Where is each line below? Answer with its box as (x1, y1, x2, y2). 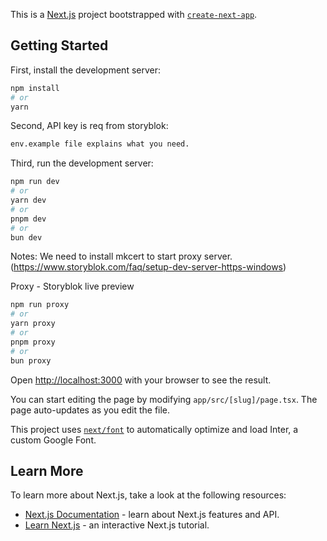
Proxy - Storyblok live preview (10, 280, 135, 293)
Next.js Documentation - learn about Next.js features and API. (24, 509, 280, 521)
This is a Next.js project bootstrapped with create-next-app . (10, 9, 258, 20)
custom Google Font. (10, 434, 97, 446)
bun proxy (10, 355, 52, 366)
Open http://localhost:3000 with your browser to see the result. (10, 374, 272, 386)
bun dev (10, 232, 43, 243)
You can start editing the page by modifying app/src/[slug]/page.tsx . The (10, 393, 318, 405)
